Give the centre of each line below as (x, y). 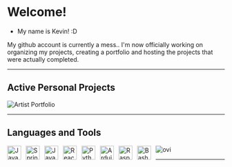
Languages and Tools (54, 133)
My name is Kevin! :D (47, 31)
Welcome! (37, 12)
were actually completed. (43, 59)
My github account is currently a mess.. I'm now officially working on (105, 44)
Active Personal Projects (61, 88)
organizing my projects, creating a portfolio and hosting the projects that (110, 52)
